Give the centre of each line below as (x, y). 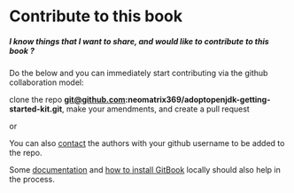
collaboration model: (46, 82)
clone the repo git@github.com (67, 100)
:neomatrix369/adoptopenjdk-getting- (198, 100)
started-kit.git (36, 109)
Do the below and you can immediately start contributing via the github (139, 73)
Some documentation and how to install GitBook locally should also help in (145, 170)
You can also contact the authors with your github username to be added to (147, 143)
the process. (32, 180)
